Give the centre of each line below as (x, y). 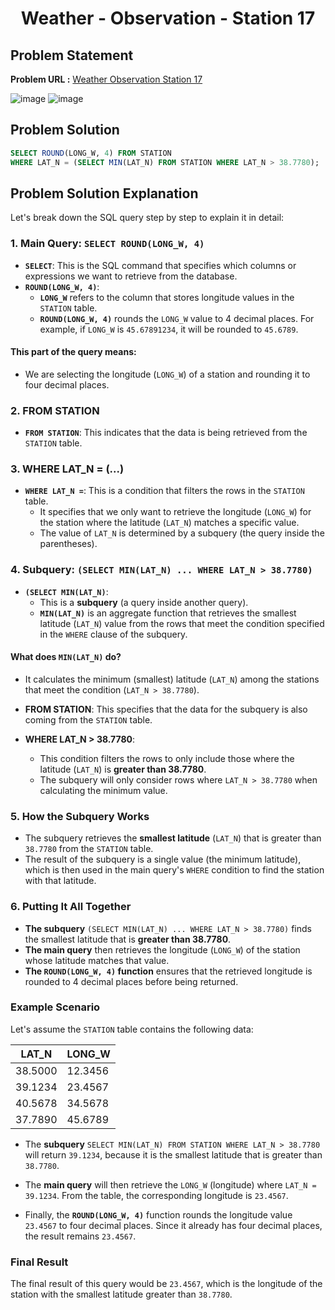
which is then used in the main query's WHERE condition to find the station (174, 870)
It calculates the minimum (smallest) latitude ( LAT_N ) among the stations (172, 679)
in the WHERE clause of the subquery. (113, 634)
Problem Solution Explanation (104, 193)
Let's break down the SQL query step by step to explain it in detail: (147, 218)
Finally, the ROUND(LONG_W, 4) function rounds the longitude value (158, 1214)
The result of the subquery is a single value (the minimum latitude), (163, 859)
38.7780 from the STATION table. (89, 849)
